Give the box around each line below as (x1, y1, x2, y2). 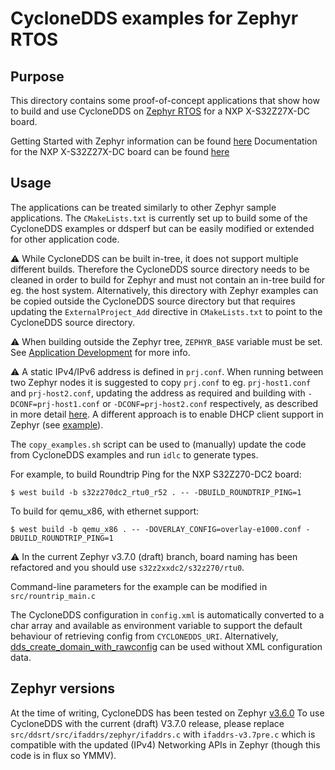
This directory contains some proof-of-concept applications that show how (10, 95, 320, 106)
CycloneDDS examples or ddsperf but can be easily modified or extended (10, 222, 315, 234)
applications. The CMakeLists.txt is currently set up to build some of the (10, 212, 308, 224)
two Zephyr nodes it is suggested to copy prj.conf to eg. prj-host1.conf (10, 376, 312, 388)
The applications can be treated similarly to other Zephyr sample (10, 201, 277, 213)
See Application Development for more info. (10, 346, 191, 358)
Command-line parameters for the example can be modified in (10, 580, 268, 592)
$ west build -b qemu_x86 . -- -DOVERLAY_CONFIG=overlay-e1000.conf (10, 524, 302, 534)
